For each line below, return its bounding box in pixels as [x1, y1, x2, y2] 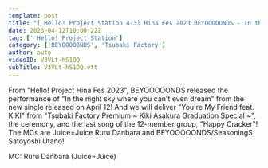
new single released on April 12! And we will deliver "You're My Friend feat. [8, 102, 255, 111]
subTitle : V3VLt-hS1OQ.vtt [8, 64, 98, 72]
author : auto [8, 49, 52, 57]
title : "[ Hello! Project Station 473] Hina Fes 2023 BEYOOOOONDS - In [8, 19, 251, 27]
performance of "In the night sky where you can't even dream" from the [8, 93, 245, 104]
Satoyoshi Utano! [8, 136, 65, 146]
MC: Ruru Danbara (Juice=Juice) [8, 151, 117, 161]
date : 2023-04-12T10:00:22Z [8, 26, 102, 34]
